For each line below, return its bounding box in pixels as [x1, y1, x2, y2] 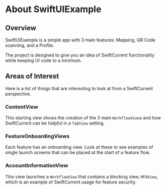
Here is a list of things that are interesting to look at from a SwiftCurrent [5, 85, 153, 91]
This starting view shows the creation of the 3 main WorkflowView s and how [5, 115, 161, 121]
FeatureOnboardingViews [5, 133, 70, 140]
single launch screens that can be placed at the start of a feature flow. [5, 150, 150, 156]
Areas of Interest [5, 72, 59, 81]
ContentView [5, 103, 39, 110]
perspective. [5, 91, 31, 97]
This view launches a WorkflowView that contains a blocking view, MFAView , [5, 173, 158, 179]
